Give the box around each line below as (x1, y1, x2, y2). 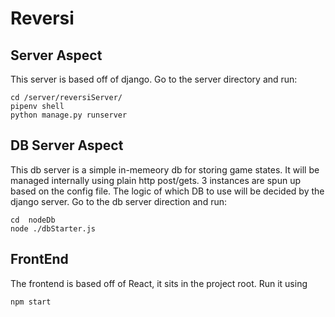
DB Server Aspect (10, 137, 124, 154)
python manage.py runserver (10, 110, 128, 120)
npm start (10, 297, 52, 307)
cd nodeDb (10, 215, 56, 225)
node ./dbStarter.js (10, 223, 97, 234)
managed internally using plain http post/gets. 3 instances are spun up (10, 174, 302, 186)
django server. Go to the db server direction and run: (10, 195, 228, 207)
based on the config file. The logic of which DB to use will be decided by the (10, 185, 325, 197)
